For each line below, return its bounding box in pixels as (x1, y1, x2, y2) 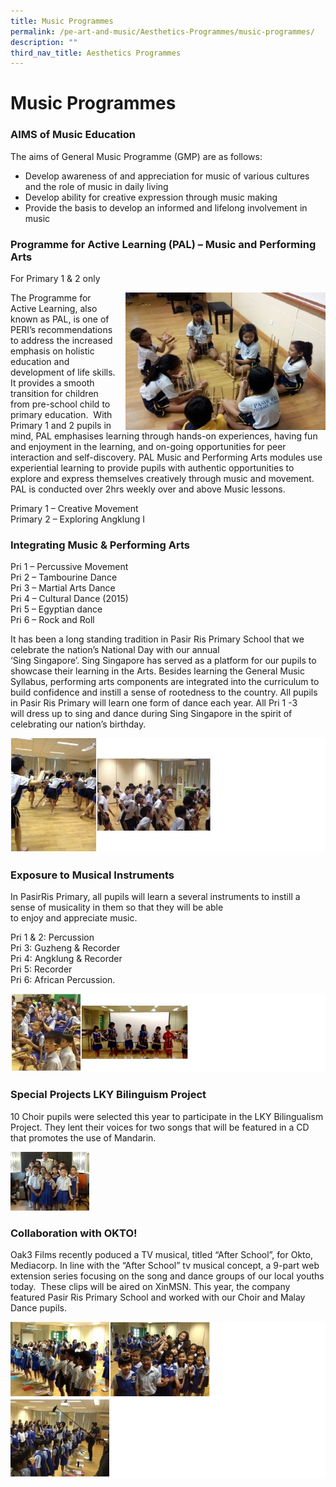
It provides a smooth (10, 377, 95, 389)
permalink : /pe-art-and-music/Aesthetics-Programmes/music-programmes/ (10, 26, 315, 37)
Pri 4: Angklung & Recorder (10, 953, 123, 965)
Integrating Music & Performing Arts (10, 538, 190, 552)
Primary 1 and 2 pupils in (10, 420, 112, 432)
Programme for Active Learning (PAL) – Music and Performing (10, 237, 317, 251)
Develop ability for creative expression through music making (24, 191, 278, 203)
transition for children (10, 388, 99, 400)
